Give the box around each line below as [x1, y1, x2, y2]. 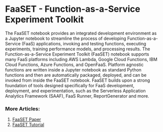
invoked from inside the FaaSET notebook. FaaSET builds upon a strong [5, 77, 150, 83]
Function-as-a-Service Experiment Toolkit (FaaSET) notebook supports [5, 51, 149, 57]
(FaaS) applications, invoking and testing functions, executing [21, 40, 146, 46]
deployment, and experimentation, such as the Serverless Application [5, 88, 146, 94]
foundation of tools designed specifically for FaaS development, [5, 82, 135, 88]
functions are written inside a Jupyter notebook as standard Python [5, 66, 141, 72]
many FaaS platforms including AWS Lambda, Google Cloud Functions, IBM [5, 56, 158, 62]
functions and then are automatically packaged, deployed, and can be [5, 72, 147, 78]
